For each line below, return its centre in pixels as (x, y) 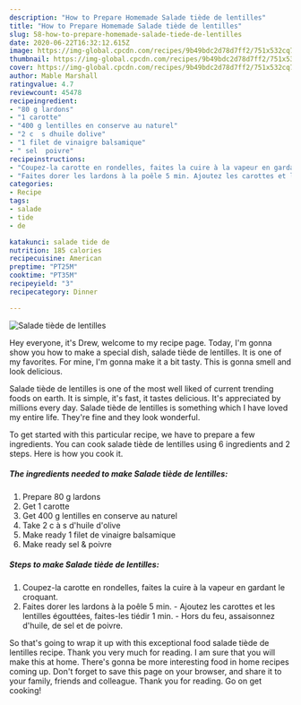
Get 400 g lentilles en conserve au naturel (99, 515)
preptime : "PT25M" (43, 267)
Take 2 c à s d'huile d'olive (71, 525)
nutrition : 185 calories (56, 250)
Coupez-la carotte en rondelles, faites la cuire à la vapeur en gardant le (153, 587)
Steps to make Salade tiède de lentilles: (84, 564)
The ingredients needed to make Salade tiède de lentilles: (119, 474)
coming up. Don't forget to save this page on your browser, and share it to (146, 671)
